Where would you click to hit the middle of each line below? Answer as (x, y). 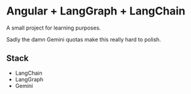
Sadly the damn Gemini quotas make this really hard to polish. (84, 39)
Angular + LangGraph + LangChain (96, 11)
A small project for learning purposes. (54, 28)
